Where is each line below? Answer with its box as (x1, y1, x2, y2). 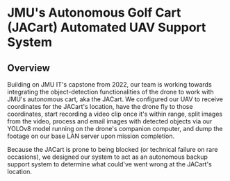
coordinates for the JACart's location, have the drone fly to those (7, 103, 193, 110)
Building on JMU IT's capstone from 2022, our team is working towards (7, 80, 212, 88)
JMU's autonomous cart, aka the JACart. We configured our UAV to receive (7, 95, 224, 103)
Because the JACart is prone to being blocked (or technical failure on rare (7, 146, 218, 153)
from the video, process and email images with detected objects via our (7, 117, 213, 126)
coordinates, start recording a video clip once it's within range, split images (7, 110, 223, 118)
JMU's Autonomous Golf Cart (7, 5, 181, 21)
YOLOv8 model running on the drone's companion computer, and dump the (7, 125, 224, 132)
